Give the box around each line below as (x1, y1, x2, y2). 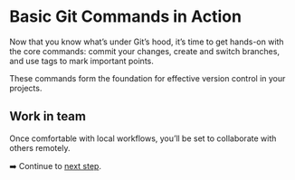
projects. (9, 82, 43, 93)
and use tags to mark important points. (9, 55, 154, 66)
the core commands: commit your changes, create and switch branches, (9, 45, 281, 56)
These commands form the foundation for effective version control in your (9, 72, 286, 83)
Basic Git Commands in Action (9, 6, 243, 27)
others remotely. (9, 142, 71, 153)
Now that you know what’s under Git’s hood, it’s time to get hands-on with (9, 36, 284, 47)
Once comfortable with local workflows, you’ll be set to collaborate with (9, 133, 277, 144)
